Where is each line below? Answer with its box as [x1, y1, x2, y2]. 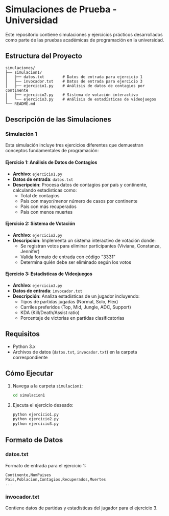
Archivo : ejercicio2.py [12, 232, 63, 238]
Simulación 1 [5, 131, 37, 138]
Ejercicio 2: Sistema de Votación [5, 220, 76, 226]
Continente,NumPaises [5, 472, 52, 478]
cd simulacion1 [12, 393, 45, 398]
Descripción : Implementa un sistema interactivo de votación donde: [12, 237, 156, 243]
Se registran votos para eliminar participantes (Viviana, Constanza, [20, 242, 161, 249]
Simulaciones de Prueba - [5, 4, 117, 15]
